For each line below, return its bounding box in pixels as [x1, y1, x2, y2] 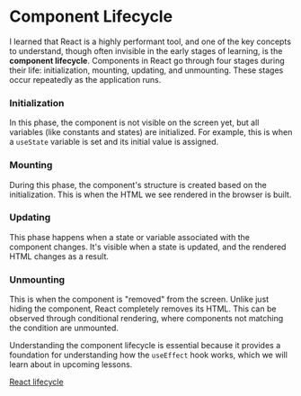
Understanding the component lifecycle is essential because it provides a [9, 340, 281, 351]
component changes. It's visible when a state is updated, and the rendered [9, 241, 287, 252]
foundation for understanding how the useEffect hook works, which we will [9, 349, 288, 361]
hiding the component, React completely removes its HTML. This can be [9, 303, 277, 314]
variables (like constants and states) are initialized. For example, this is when [9, 127, 293, 138]
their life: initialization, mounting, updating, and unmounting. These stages [9, 65, 284, 76]
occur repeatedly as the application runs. [9, 74, 162, 85]
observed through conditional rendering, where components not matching [9, 313, 284, 324]
